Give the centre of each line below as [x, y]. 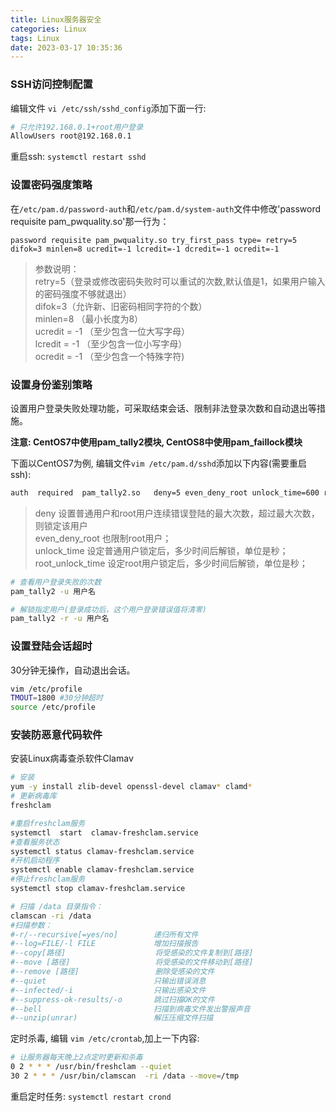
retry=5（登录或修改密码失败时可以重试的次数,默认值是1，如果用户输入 [180, 281]
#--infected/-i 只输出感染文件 [108, 990]
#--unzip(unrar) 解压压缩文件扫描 [112, 1018]
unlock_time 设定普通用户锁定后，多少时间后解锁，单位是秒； [161, 550]
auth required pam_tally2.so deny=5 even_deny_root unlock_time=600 [165, 492]
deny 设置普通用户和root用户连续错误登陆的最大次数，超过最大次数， [177, 513]
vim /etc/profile [46, 689]
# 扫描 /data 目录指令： [56, 906]
